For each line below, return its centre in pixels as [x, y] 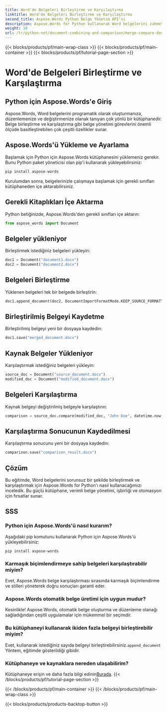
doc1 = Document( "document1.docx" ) [42, 260]
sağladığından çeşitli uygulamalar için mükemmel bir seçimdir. [68, 615]
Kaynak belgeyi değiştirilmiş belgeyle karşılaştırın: [56, 406]
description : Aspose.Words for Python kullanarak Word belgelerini [77, 24]
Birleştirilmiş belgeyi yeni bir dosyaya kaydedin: [54, 329]
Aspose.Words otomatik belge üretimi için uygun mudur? [76, 599]
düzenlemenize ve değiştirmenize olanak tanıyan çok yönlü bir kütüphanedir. [83, 119]
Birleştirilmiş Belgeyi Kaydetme [55, 317]
